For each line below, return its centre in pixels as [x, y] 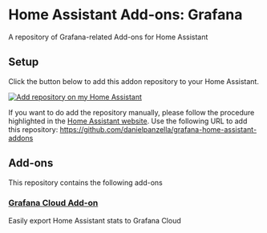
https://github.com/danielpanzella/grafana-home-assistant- [158, 129]
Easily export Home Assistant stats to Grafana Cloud [95, 220]
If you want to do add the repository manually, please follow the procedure [131, 112]
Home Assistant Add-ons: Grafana [125, 15]
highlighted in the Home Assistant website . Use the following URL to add [128, 121]
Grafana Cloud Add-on [53, 203]
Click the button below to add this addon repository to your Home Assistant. [133, 81]
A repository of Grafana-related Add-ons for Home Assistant [108, 37]
